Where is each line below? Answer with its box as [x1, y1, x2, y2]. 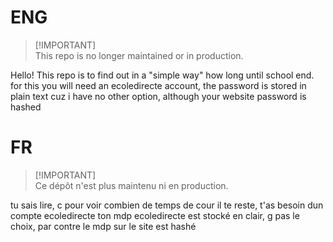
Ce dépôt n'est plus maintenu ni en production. [34, 179, 229, 191]
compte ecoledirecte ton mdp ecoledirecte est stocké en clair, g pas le [10, 209, 300, 221]
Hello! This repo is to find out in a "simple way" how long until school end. [10, 69, 315, 81]
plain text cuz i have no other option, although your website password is [10, 90, 307, 102]
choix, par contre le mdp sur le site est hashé [10, 220, 197, 232]
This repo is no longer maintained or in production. [34, 49, 244, 61]
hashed [10, 101, 42, 113]
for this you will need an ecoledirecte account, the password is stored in [10, 79, 307, 91]
